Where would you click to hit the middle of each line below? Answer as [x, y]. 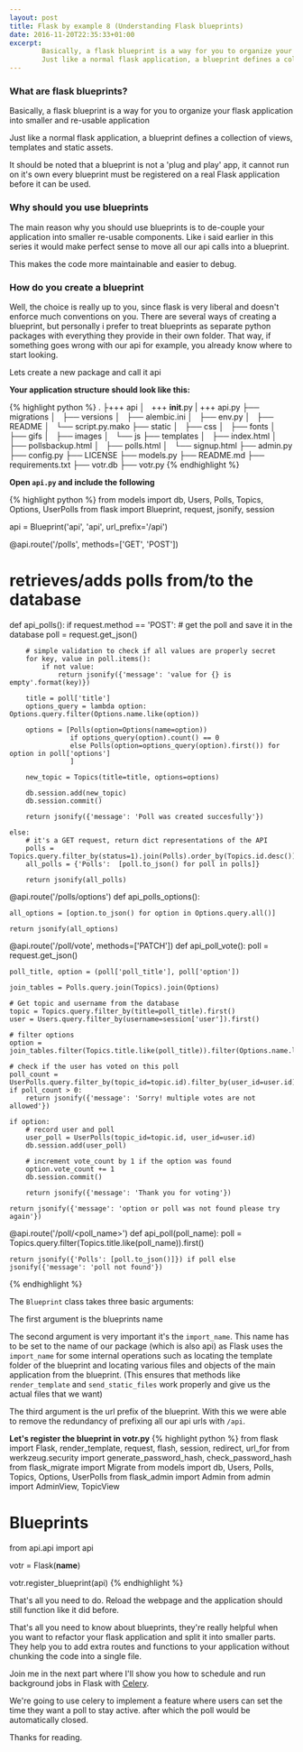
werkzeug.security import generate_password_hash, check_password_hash [151, 1457]
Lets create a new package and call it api [85, 372]
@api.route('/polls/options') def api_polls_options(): [105, 896]
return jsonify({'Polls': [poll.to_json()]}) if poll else [123, 1259]
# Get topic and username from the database [94, 1003]
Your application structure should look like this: [100, 390]
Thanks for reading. [46, 1737]
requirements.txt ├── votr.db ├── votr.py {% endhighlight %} [124, 465]
